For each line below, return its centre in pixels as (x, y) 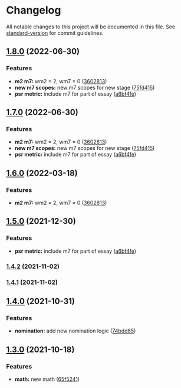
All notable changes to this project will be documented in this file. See (91, 27)
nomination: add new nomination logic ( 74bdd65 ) (75, 331)
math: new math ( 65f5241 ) (47, 379)
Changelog (34, 10)
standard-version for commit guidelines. (55, 32)
